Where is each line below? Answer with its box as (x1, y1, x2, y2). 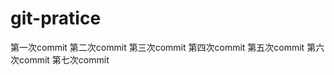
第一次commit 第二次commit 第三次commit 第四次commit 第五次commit (10, 41, 305, 53)
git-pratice (10, 7, 102, 30)
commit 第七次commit (18, 53, 110, 66)
